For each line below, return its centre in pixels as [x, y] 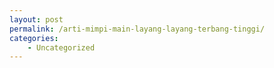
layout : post [36, 19]
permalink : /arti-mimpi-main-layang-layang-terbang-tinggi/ [137, 29]
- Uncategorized [61, 47]
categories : [34, 38]
